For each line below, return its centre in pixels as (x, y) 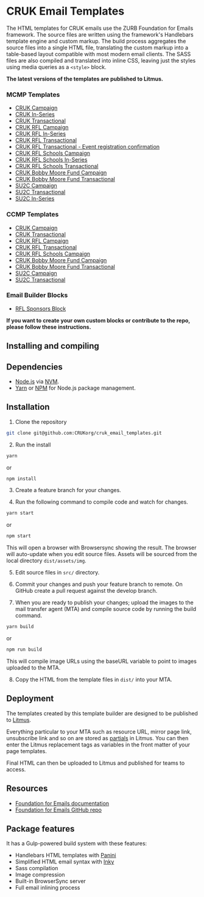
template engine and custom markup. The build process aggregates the (96, 41)
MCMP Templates (33, 95)
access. (16, 769)
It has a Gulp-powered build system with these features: (77, 843)
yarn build (20, 627)
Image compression (40, 875)
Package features (40, 828)
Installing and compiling (53, 346)
